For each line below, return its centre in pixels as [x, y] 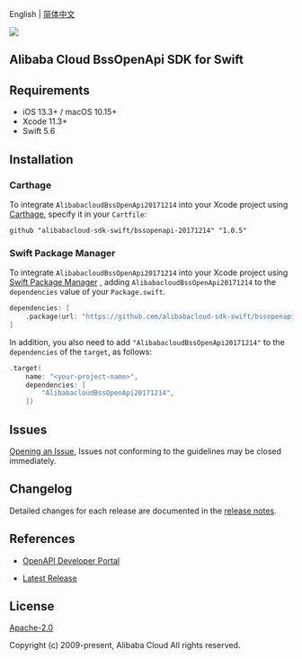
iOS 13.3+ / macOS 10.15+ [70, 112]
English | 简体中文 [42, 14]
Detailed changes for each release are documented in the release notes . [143, 511]
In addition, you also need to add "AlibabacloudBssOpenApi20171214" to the [147, 342]
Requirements [49, 90]
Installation [41, 160]
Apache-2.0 [31, 628]
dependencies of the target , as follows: [81, 352]
